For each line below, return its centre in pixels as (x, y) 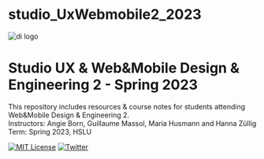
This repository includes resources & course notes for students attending (127, 106)
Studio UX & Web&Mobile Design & (124, 68)
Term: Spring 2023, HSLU (50, 131)
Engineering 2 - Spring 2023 (103, 85)
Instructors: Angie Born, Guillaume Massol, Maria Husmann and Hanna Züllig (132, 123)
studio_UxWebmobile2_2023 (105, 15)
